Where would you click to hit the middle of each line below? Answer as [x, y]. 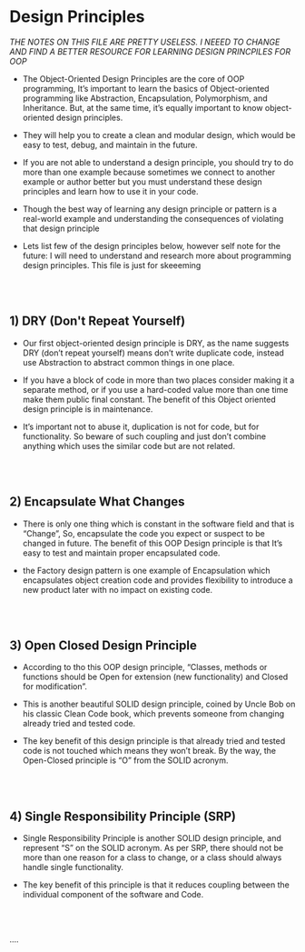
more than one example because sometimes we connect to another [148, 172]
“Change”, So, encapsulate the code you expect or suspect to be [143, 533]
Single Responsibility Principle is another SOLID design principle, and [152, 838]
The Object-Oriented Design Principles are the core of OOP [133, 78]
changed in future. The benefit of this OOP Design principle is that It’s [152, 543]
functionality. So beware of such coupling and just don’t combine [144, 436]
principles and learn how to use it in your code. [110, 191]
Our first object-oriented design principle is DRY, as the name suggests [156, 343]
